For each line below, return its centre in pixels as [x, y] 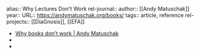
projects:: [18, 22]
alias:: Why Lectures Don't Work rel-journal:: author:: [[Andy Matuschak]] [98, 9]
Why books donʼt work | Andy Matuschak [67, 33]
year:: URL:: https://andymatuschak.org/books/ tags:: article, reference [95, 15]
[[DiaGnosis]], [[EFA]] [58, 22]
